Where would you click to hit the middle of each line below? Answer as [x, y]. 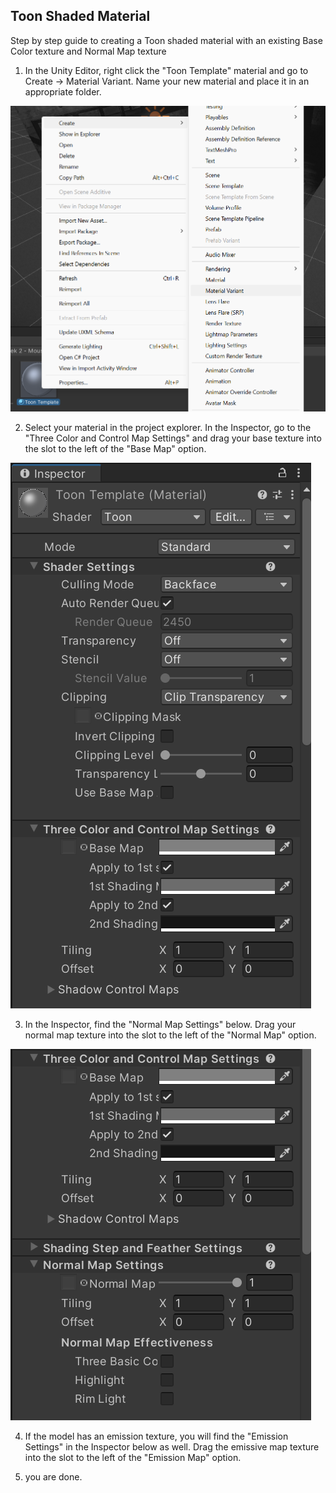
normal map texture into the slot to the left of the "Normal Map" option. [170, 1035]
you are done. [53, 1476]
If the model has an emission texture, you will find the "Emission [156, 1436]
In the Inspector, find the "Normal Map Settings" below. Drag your [160, 1024]
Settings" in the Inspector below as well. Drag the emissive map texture [172, 1446]
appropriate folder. [63, 91]
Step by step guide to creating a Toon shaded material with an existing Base [166, 40]
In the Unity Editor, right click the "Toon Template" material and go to [166, 70]
